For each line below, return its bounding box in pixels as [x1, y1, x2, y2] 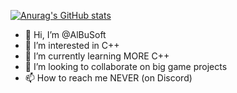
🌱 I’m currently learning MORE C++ [24, 50, 170, 62]
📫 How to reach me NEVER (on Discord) [24, 72, 193, 84]
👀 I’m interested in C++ [24, 40, 120, 51]
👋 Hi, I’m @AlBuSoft [24, 29, 107, 40]
